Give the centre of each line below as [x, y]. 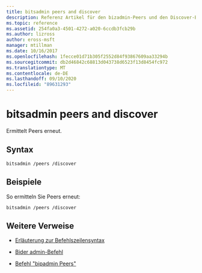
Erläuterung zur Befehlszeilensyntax [60, 241]
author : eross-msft [31, 40]
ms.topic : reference [32, 23]
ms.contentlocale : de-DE [37, 73]
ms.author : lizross [31, 34]
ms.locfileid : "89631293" [38, 85]
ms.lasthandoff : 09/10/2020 [41, 79]
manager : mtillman [29, 46]
